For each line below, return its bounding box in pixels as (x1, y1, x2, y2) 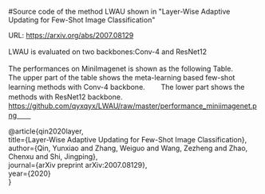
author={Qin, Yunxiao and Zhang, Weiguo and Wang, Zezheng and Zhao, (8, 143, 248, 153)
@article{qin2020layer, (8, 126, 84, 136)
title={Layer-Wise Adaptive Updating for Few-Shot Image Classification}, (8, 135, 247, 144)
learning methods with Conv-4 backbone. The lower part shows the (8, 83, 245, 91)
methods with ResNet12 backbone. (8, 92, 123, 102)
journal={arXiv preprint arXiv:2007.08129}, (8, 161, 148, 169)
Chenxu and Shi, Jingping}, (8, 152, 98, 161)
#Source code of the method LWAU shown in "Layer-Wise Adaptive (8, 7, 231, 16)
